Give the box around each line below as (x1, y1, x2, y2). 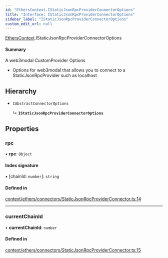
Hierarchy (5, 87, 37, 95)
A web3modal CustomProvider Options (5, 57, 86, 63)
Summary (5, 46, 26, 52)
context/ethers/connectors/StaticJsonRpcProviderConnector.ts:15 (5, 247, 141, 253)
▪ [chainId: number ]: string (5, 173, 59, 179)
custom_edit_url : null (5, 21, 52, 26)
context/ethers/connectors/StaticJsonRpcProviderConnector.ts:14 (5, 196, 141, 202)
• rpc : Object (5, 150, 32, 156)
